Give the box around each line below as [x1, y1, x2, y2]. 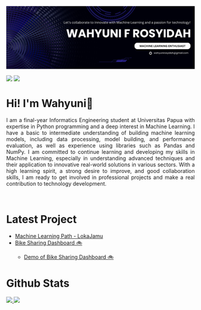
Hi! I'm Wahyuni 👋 [6, 97, 94, 110]
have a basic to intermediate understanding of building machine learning [6, 129, 195, 136]
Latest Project [6, 212, 77, 226]
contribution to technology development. [6, 180, 106, 187]
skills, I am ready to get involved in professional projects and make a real [6, 174, 195, 181]
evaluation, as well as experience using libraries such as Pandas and [6, 142, 195, 149]
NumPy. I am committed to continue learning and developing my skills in [6, 148, 195, 155]
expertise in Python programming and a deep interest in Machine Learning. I [6, 123, 195, 130]
